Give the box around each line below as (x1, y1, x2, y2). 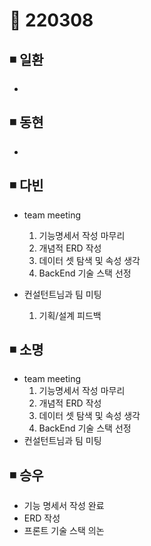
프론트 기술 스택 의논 (23, 525, 105, 537)
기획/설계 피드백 (38, 309, 102, 321)
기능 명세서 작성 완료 (23, 500, 105, 512)
